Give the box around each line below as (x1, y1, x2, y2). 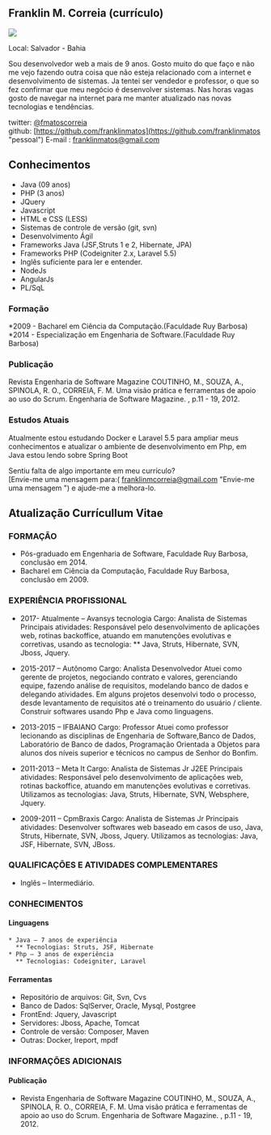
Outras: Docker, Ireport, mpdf (19, 1035, 119, 1045)
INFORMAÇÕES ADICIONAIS (8, 1056, 122, 1067)
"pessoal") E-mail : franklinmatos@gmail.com (8, 134, 160, 144)
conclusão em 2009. (19, 574, 89, 585)
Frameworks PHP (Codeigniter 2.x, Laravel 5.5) (19, 248, 177, 258)
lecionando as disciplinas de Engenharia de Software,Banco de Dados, (19, 731, 256, 740)
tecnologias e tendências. (8, 101, 95, 112)
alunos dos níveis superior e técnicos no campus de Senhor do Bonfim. (19, 747, 259, 757)
